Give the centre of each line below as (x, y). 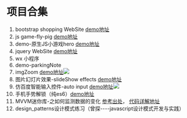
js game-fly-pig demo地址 (46, 36)
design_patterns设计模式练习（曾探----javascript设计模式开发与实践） (100, 108)
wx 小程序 (27, 58)
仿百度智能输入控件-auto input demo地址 (64, 86)
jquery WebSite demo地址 (46, 51)
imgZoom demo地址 (39, 72)
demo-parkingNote (38, 65)
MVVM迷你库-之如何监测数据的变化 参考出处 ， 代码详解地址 (87, 101)
